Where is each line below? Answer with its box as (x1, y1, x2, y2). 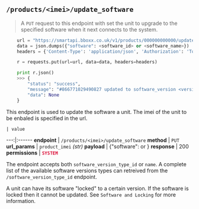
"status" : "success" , (27, 81, 81, 87)
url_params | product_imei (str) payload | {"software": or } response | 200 (6, 142, 189, 150)
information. (6, 197, 36, 204)
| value (6, 126, 25, 132)
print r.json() (17, 70, 54, 76)
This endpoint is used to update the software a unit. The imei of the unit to (6, 108, 187, 115)
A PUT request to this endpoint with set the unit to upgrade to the (20, 20, 178, 27)
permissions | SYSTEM (6, 149, 58, 156)
